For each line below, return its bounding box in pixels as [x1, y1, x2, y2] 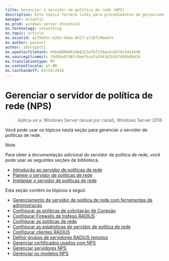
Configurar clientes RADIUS [12, 229, 70, 235]
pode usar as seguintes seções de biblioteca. [5, 157, 100, 163]
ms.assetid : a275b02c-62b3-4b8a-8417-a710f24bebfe [5, 36, 114, 41]
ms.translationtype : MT [5, 59, 55, 64]
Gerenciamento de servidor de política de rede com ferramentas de [12, 197, 153, 203]
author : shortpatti [5, 45, 46, 50]
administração [12, 202, 43, 208]
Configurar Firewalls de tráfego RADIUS [12, 213, 95, 219]
